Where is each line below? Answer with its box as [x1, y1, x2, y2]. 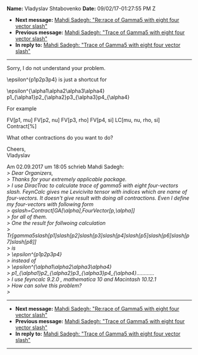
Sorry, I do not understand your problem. [6, 65, 106, 71]
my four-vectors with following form [6, 201, 94, 208]
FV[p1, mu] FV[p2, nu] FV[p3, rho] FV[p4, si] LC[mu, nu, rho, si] [6, 117, 160, 123]
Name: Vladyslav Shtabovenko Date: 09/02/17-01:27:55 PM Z [6, 5, 156, 12]
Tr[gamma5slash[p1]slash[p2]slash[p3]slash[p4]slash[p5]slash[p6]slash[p [6, 232, 190, 239]
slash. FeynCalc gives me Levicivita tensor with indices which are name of [6, 188, 187, 195]
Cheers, [6, 145, 26, 152]
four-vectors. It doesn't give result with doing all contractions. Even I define [6, 194, 190, 201]
